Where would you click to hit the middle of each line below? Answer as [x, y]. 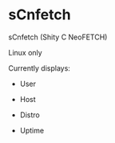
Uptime [32, 130]
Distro [30, 115]
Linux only [25, 52]
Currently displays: [39, 68]
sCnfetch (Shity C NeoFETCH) [58, 37]
